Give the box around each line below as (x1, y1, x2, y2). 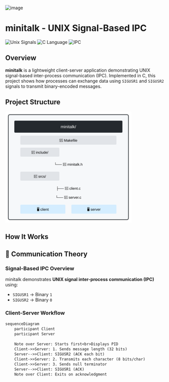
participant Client (14, 326, 55, 332)
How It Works (5, 233, 49, 241)
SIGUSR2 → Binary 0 (12, 297, 52, 303)
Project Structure (5, 98, 61, 106)
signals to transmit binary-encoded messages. (5, 83, 102, 89)
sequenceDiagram (5, 321, 39, 326)
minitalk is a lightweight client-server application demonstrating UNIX (5, 67, 150, 73)
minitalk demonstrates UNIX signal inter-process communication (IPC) (5, 277, 154, 283)
